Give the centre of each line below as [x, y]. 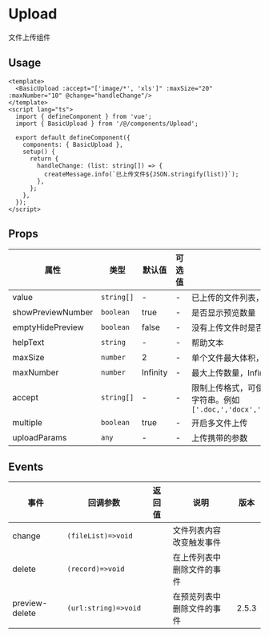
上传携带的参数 [219, 438]
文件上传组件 [29, 37]
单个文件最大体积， [227, 358]
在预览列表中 [197, 597]
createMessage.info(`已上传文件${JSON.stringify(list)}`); [141, 174]
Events [26, 467]
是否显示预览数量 [223, 312]
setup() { [39, 152]
